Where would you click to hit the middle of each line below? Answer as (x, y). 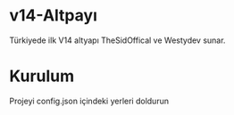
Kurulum (42, 76)
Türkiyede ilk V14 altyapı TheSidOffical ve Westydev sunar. (117, 40)
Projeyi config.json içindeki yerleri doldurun (89, 101)
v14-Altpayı (54, 16)
